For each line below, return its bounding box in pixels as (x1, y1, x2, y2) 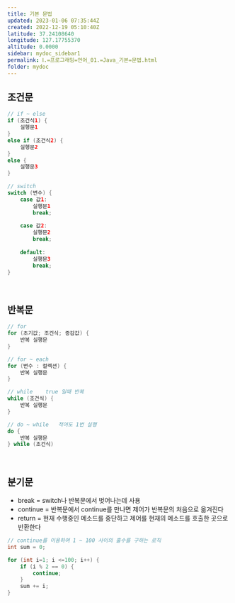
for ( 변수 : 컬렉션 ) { (7, 362, 67, 369)
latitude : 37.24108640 (7, 30, 74, 38)
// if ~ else (7, 111, 46, 118)
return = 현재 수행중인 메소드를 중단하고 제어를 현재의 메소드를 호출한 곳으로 (17, 514, 229, 523)
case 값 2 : (20, 222, 47, 229)
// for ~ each (7, 356, 50, 363)
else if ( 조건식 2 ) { (7, 136, 64, 144)
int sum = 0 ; (7, 543, 46, 550)
